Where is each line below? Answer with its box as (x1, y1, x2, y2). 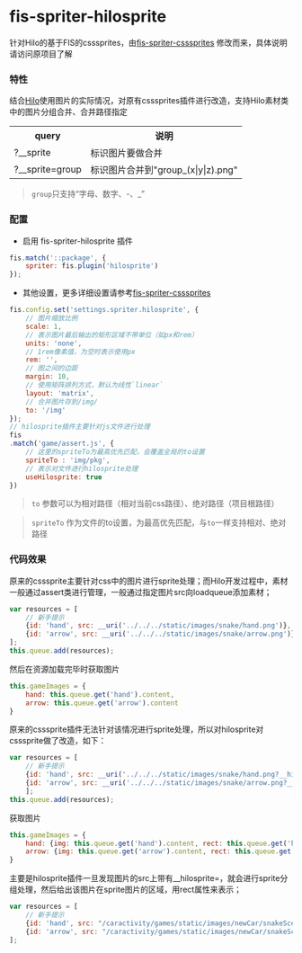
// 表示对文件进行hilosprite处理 (25, 464, 138, 473)
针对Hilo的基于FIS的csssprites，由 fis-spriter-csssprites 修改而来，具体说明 (9, 37, 288, 48)
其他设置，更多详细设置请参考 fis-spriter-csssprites (22, 288, 211, 298)
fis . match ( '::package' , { (9, 254, 106, 263)
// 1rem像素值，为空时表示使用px (25, 347, 136, 356)
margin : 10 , (25, 372, 70, 381)
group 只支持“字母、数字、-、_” (31, 189, 146, 200)
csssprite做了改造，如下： (9, 735, 107, 746)
